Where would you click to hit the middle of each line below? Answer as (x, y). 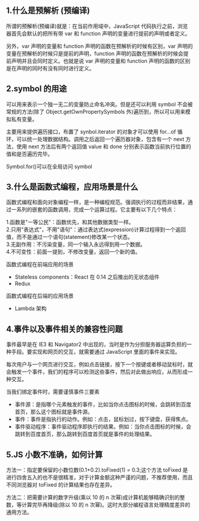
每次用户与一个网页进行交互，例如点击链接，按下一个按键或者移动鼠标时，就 (99, 365)
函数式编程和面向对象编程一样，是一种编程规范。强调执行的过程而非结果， (97, 202)
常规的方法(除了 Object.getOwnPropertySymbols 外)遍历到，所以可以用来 (96, 111)
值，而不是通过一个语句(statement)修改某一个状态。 (70, 237)
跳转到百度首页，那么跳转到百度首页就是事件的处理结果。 (85, 434)
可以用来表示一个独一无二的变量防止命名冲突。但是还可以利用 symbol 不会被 (99, 104)
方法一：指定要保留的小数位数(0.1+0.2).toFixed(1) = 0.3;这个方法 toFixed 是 (97, 470)
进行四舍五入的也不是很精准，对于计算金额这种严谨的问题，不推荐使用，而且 (99, 477)
